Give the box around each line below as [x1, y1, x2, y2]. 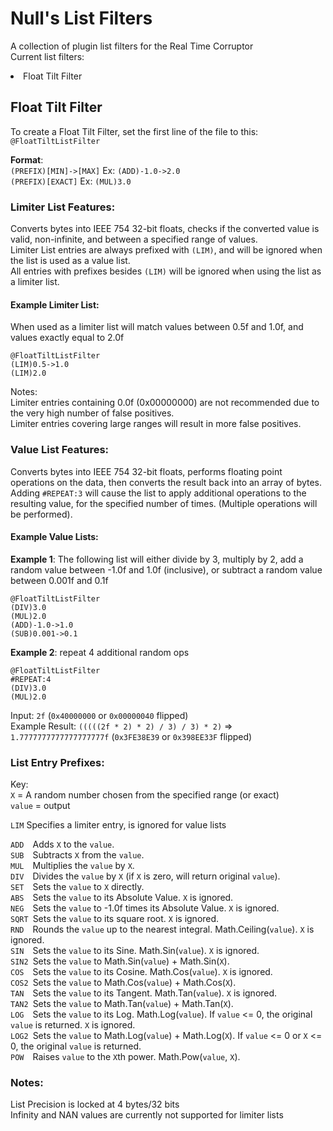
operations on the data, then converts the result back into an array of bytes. [10, 476, 323, 488]
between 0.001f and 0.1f [10, 574, 109, 586]
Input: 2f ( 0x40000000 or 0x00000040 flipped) [10, 709, 189, 721]
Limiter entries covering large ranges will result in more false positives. [10, 418, 302, 430]
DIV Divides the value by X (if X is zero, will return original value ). [10, 870, 281, 882]
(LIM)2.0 [10, 368, 47, 379]
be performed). [10, 508, 73, 520]
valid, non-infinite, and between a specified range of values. [10, 233, 258, 246]
